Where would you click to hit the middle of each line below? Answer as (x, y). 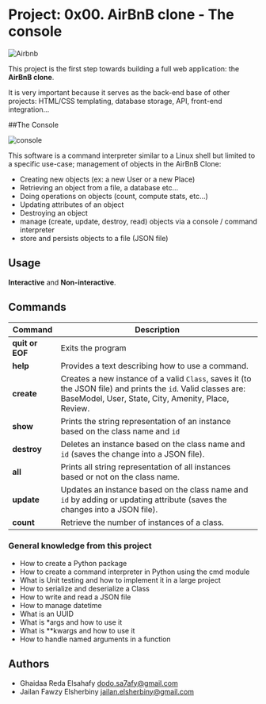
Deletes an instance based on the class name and (153, 444)
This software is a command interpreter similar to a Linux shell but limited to (132, 155)
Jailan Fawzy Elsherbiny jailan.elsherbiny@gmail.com (106, 691)
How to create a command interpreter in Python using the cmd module (135, 572)
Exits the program (93, 348)
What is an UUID (46, 614)
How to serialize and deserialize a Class (85, 588)
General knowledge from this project (80, 546)
